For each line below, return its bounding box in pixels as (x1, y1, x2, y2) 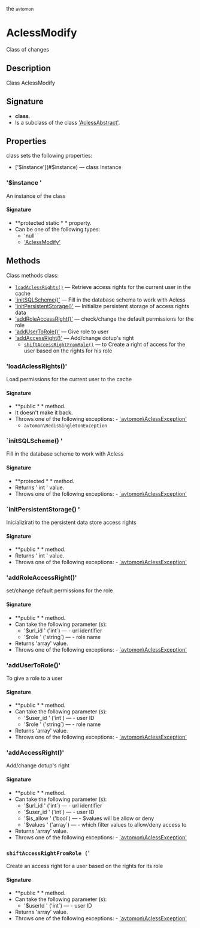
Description (6, 63, 51, 74)
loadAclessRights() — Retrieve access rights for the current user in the (14, 283, 192, 290)
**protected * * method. (14, 477, 75, 484)
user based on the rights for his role (23, 347, 113, 354)
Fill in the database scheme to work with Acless (6, 450, 124, 457)
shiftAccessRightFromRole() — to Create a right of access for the (23, 341, 186, 348)
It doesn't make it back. (14, 409, 73, 416)
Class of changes (6, 46, 50, 53)
